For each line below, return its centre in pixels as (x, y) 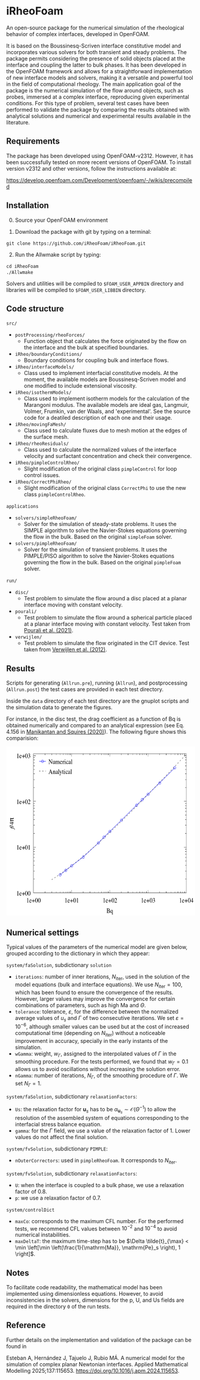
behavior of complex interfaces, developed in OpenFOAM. (78, 34)
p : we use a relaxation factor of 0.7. (58, 1198)
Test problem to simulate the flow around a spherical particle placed (108, 618)
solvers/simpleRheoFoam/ (46, 518)
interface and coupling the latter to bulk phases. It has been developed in (96, 65)
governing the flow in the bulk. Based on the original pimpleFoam (102, 563)
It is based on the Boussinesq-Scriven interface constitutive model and (94, 46)
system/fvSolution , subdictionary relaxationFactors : (72, 1173)
